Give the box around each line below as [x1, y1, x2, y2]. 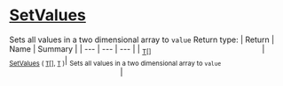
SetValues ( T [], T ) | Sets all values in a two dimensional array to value [9, 54, 222, 68]
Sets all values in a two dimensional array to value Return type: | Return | [9, 34, 275, 45]
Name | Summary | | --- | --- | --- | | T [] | [9, 43, 265, 56]
